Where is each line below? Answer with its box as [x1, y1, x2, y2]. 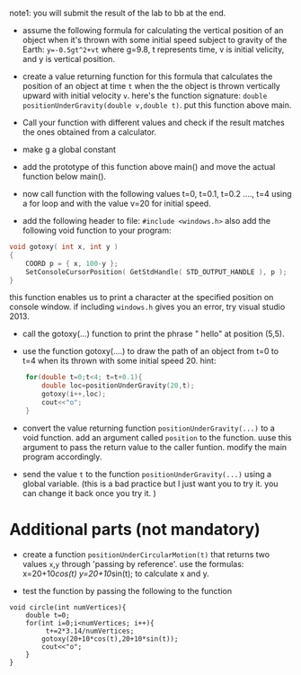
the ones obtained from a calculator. [22, 127, 157, 138]
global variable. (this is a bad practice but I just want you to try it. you [22, 478, 279, 489]
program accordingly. [22, 451, 102, 462]
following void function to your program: [22, 225, 172, 235]
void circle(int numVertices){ [9, 602, 127, 612]
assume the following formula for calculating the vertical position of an [22, 25, 284, 35]
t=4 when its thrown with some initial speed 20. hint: [22, 355, 217, 367]
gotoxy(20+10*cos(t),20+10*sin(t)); [41, 634, 179, 644]
